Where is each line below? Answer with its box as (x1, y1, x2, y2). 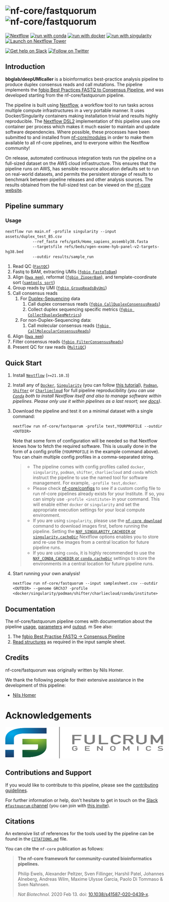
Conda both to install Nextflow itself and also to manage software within (12, 393, 162, 399)
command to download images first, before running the (32, 523, 148, 529)
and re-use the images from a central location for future (32, 539, 149, 545)
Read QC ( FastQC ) (12, 264, 50, 270)
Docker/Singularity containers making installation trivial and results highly (5, 112, 158, 119)
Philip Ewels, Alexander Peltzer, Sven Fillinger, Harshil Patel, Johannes (17, 871, 164, 877)
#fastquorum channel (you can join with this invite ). (5, 802, 110, 808)
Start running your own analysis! (12, 571, 80, 577)
